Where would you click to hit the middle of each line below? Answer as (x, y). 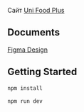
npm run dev (25, 101)
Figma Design (28, 50)
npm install (25, 88)
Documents (34, 32)
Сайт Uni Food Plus (36, 10)
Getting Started (42, 72)
